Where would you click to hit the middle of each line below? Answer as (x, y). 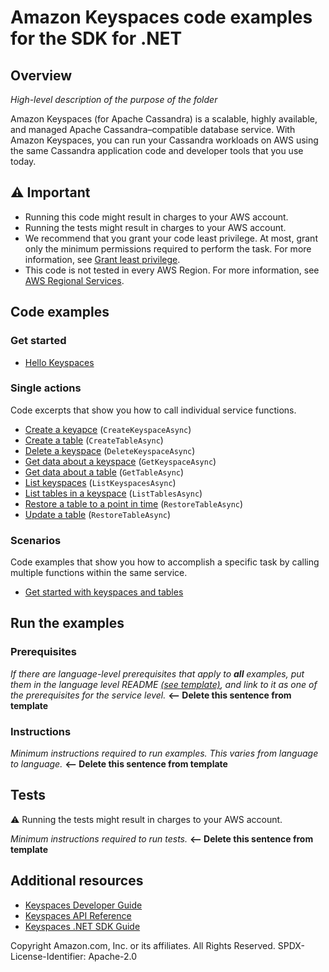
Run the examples (67, 623)
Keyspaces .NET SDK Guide (82, 926)
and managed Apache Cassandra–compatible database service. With (153, 129)
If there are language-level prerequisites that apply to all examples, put (157, 673)
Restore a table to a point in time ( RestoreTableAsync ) (134, 503)
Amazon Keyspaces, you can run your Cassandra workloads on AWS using (164, 140)
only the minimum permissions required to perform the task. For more (168, 248)
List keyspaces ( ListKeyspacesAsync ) (100, 482)
